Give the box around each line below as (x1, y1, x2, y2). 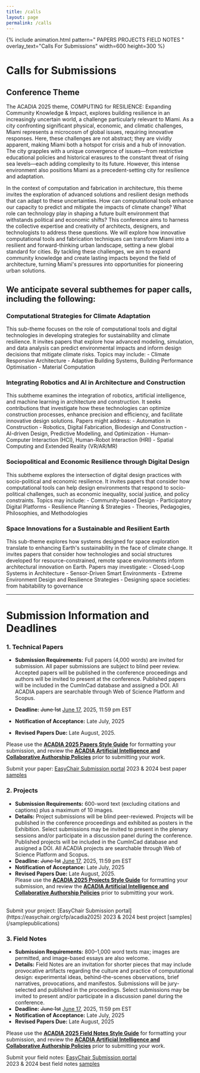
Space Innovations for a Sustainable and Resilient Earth (6, 524, 170, 533)
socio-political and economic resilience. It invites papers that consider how (6, 478, 190, 485)
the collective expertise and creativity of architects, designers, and (6, 222, 170, 230)
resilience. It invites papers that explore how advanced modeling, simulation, (6, 338, 194, 346)
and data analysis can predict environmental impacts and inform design (6, 344, 182, 351)
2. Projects (6, 787, 38, 795)
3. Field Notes (6, 934, 47, 943)
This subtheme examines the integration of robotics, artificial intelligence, (6, 392, 186, 399)
